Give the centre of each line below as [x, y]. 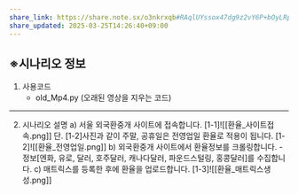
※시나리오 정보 [47, 63]
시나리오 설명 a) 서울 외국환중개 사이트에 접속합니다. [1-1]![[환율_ [134, 125]
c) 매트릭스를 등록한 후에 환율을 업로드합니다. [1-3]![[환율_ [135, 169]
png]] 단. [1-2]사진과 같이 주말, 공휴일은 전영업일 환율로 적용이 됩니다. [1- [158, 136]
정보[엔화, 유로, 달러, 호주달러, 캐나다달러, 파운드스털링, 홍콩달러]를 [138, 158]
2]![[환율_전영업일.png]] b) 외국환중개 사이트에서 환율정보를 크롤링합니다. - [153, 147]
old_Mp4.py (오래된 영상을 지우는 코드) [103, 97]
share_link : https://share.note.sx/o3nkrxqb [93, 17]
